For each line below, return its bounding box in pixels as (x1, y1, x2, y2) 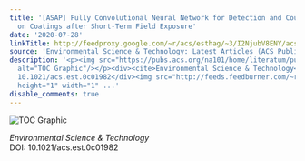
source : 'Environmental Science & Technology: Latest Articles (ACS (9, 47, 274, 56)
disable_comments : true (9, 89, 100, 98)
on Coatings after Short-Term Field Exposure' (17, 22, 197, 31)
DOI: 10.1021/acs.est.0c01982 (9, 142, 119, 153)
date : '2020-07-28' (9, 30, 84, 39)
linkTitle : (9, 38, 51, 48)
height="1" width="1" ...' (17, 81, 120, 90)
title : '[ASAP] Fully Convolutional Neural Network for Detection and (9, 13, 282, 23)
